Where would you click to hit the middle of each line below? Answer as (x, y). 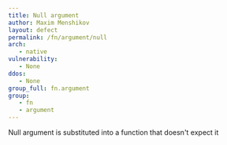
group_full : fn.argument (49, 88)
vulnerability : (33, 60)
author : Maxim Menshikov (49, 23)
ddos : (17, 74)
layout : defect (33, 30)
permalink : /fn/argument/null (58, 37)
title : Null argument (44, 15)
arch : (17, 45)
